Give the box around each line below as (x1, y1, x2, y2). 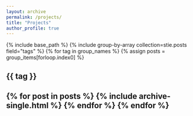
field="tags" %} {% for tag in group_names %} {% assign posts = (6, 48, 165, 55)
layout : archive (6, 8, 46, 15)
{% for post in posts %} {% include (6, 91, 138, 101)
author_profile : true (6, 25, 60, 31)
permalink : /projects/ (6, 14, 62, 20)
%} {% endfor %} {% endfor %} (50, 101, 169, 111)
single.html (6, 101, 49, 111)
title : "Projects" (6, 20, 51, 25)
